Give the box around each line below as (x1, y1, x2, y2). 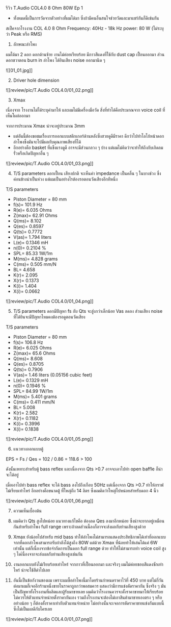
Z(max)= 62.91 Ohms (13, 212, 58, 218)
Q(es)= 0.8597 (13, 223, 44, 229)
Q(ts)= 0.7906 (13, 366, 43, 372)
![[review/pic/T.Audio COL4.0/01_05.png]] (6, 436, 94, 442)
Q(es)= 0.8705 (13, 361, 44, 367)
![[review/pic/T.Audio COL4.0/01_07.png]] (6, 616, 93, 622)
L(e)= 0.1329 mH (13, 378, 48, 383)
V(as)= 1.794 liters (13, 234, 52, 240)
